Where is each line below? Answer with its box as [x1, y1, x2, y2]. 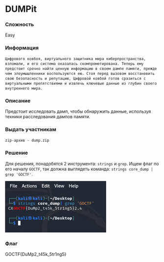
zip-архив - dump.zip [5, 138, 50, 143]
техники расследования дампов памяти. [5, 114, 91, 120]
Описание [5, 97, 31, 104]
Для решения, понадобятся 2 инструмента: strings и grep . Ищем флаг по [5, 161, 159, 166]
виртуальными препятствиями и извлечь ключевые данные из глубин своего [5, 81, 157, 86]
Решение [5, 149, 28, 156]
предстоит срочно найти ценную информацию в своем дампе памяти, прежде [5, 66, 157, 71]
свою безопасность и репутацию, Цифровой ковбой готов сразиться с [5, 76, 146, 81]
